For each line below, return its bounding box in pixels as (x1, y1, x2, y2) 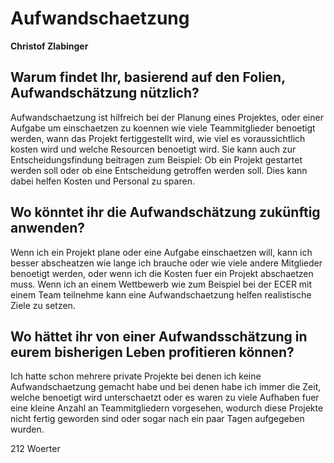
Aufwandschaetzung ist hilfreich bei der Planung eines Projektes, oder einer (10, 111, 324, 123)
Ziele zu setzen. (10, 299, 76, 311)
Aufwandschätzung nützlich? (10, 85, 200, 102)
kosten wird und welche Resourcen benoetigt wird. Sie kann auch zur (10, 143, 297, 155)
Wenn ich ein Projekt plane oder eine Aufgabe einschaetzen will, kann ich (10, 246, 313, 258)
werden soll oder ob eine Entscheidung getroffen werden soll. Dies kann (10, 164, 308, 176)
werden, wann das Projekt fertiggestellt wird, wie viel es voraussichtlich (10, 132, 306, 144)
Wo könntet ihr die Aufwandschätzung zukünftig (10, 204, 321, 221)
